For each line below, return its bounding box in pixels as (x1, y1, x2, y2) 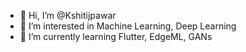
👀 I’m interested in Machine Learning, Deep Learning (19, 20, 237, 32)
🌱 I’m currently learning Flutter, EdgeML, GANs (19, 31, 213, 42)
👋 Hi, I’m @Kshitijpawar (19, 10, 117, 21)
